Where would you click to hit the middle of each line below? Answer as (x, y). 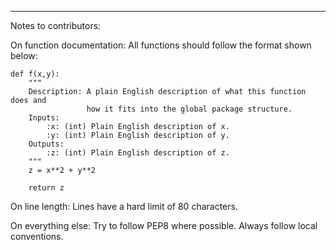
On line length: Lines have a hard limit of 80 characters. (124, 206)
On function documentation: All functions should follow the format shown (161, 45)
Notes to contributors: (56, 25)
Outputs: (46, 144)
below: (24, 55)
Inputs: (44, 118)
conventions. (37, 236)
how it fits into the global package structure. (189, 109)
